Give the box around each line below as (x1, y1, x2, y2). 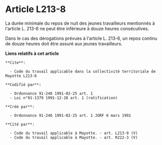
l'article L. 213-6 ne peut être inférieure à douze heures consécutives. (5, 25, 149, 31)
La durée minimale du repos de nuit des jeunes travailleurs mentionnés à (5, 20, 155, 26)
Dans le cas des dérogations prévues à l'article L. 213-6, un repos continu (5, 35, 157, 41)
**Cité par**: (5, 122, 35, 127)
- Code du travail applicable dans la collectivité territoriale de (10, 69, 156, 74)
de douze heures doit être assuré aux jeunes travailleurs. (5, 40, 123, 46)
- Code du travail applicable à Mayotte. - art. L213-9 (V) (10, 130, 138, 135)
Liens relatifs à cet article (5, 50, 59, 56)
